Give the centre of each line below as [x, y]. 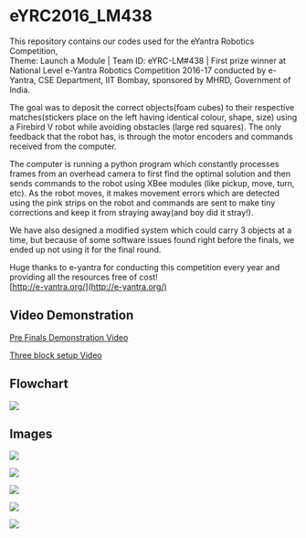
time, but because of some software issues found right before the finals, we [152, 239]
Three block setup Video [56, 355]
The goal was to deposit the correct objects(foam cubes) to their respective [152, 107]
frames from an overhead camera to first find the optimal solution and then [150, 174]
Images [31, 433]
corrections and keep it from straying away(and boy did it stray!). [132, 212]
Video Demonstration [72, 316]
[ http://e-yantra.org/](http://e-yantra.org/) [88, 286]
